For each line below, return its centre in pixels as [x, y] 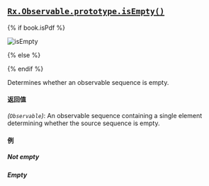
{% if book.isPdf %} [36, 28]
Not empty [23, 157]
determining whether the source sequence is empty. [84, 123]
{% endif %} [26, 69]
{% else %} [24, 55]
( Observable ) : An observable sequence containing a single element [105, 116]
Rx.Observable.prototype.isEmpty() [86, 12]
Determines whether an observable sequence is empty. [88, 82]
